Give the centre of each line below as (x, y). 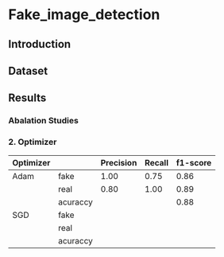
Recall (156, 162)
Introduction (40, 44)
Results (27, 98)
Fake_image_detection (84, 15)
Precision (119, 162)
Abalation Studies (44, 121)
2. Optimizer (33, 142)
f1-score (194, 162)
